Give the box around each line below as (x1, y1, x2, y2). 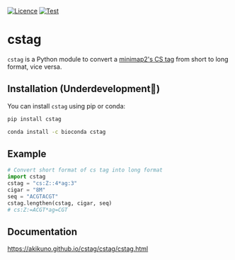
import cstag (7, 174, 46, 181)
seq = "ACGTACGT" (7, 193, 59, 200)
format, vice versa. (7, 62, 62, 71)
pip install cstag (7, 115, 62, 123)
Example (7, 147, 47, 159)
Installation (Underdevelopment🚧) (7, 83, 161, 95)
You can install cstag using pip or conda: (7, 101, 126, 110)
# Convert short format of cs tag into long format (7, 166, 163, 174)
